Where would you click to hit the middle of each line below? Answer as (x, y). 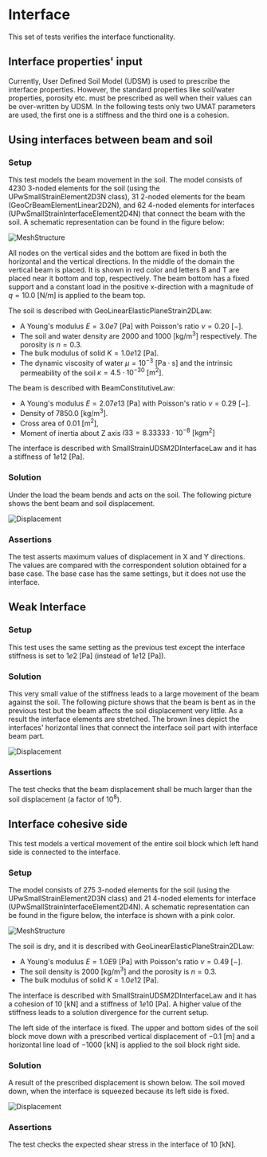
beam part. (26, 735)
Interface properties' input (76, 62)
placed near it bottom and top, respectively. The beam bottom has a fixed (129, 278)
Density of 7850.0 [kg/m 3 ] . (64, 413)
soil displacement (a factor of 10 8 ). (65, 798)
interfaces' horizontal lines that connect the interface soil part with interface (133, 728)
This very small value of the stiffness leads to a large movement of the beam (134, 693)
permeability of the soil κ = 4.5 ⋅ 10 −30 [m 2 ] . (92, 372)
